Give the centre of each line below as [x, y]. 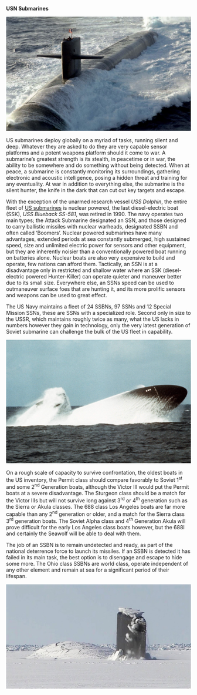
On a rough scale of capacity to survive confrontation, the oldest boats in [94, 472]
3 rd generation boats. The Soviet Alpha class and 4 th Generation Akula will [96, 521]
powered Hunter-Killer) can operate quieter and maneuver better [103, 277]
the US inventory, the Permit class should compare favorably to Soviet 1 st [94, 479]
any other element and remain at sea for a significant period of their [88, 570]
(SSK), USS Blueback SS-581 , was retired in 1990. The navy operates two [95, 214]
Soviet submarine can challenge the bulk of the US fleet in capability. [89, 332]
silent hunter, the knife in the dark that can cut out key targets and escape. [96, 190]
